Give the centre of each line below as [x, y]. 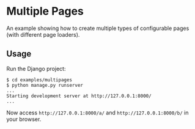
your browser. [24, 119]
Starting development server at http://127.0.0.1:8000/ [79, 96]
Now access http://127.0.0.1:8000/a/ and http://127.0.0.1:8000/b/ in [97, 112]
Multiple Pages [45, 11]
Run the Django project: [36, 68]
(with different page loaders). [43, 34]
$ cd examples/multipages [39, 80]
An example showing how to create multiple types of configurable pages [98, 28]
